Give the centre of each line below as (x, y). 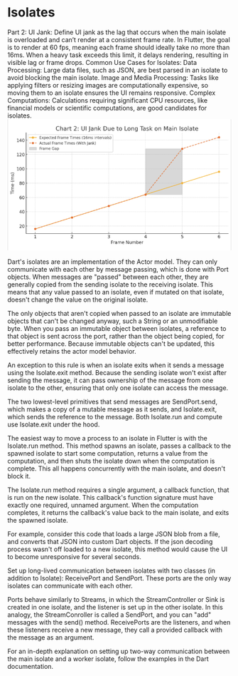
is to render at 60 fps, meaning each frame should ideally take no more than (119, 47)
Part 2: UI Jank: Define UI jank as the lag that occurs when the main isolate (117, 32)
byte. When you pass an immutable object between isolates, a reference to (117, 328)
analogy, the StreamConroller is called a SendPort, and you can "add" (109, 615)
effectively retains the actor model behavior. (72, 351)
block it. (19, 476)
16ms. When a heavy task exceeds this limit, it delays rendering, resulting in (118, 55)
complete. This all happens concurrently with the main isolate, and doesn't (117, 468)
